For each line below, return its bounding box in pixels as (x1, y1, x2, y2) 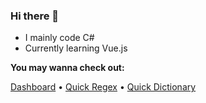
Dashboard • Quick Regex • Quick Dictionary (10, 81, 197, 93)
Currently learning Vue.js (24, 42, 128, 54)
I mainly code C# (24, 32, 95, 44)
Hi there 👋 (10, 9, 60, 23)
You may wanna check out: (10, 62, 125, 74)
